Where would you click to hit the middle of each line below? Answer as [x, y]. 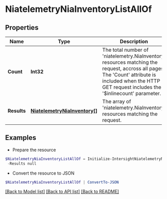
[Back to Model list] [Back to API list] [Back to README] [62, 192]
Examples [21, 138]
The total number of [125, 50]
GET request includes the [132, 87]
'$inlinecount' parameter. [132, 93]
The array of [117, 101]
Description [134, 42]
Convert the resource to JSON [43, 173]
